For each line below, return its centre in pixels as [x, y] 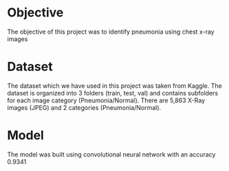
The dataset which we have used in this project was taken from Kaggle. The [115, 85]
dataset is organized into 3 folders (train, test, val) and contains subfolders [113, 93]
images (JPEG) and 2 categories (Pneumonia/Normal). [84, 107]
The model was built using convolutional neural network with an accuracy [111, 154]
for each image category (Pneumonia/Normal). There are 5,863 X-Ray [106, 100]
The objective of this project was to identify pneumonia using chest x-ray [111, 32]
